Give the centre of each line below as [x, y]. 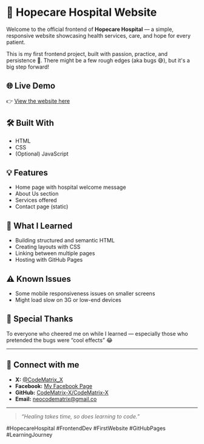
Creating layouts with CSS [48, 247]
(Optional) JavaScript [42, 154]
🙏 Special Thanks [40, 319]
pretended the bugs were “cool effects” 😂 [59, 340]
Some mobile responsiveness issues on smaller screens [85, 293]
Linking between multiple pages [55, 253]
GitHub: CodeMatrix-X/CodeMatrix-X [62, 392]
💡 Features [27, 172]
